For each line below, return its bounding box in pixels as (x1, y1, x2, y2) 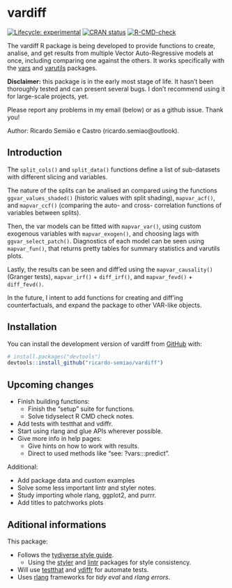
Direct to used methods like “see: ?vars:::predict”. (27, 449, 170, 458)
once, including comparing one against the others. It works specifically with (7, 56, 225, 64)
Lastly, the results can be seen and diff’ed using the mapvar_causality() (7, 265, 213, 273)
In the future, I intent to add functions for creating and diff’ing (7, 293, 183, 301)
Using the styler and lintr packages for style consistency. (27, 558, 192, 566)
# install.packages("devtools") (7, 353, 101, 360)
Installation (7, 321, 57, 333)
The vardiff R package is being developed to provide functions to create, (7, 41, 216, 50)
